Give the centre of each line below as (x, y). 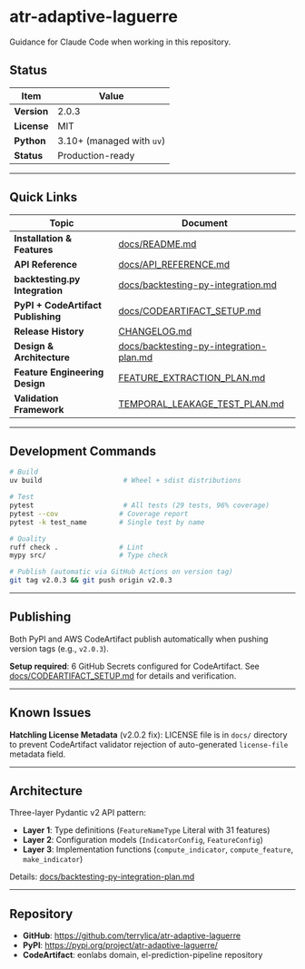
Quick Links (44, 197)
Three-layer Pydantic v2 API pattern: (78, 813)
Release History (49, 331)
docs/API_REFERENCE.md (174, 264)
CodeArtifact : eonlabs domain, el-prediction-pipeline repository (143, 955)
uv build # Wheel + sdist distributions (126, 481)
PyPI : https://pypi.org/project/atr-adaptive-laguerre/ (120, 945)
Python (30, 141)
